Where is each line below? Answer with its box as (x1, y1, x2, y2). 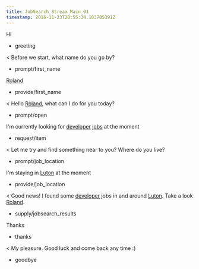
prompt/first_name (14, 65, 61, 72)
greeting (14, 42, 36, 49)
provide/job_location (14, 180, 65, 187)
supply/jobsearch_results (14, 209, 77, 217)
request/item (14, 134, 46, 142)
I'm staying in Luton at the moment (6, 169, 91, 176)
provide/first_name (14, 88, 61, 95)
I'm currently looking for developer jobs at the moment (6, 123, 140, 130)
